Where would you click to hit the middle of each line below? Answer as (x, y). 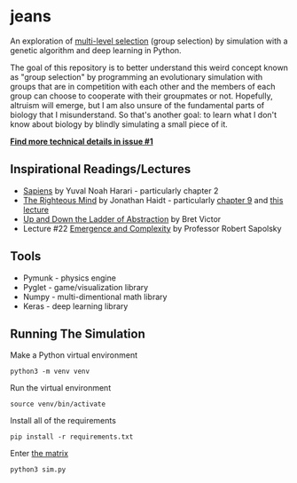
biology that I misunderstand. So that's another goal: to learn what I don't (144, 115)
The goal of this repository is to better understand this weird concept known (149, 67)
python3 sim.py (38, 470)
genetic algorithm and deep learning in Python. (96, 50)
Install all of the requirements (63, 421)
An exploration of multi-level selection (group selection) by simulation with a (149, 41)
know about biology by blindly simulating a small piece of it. (119, 124)
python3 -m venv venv (50, 372)
